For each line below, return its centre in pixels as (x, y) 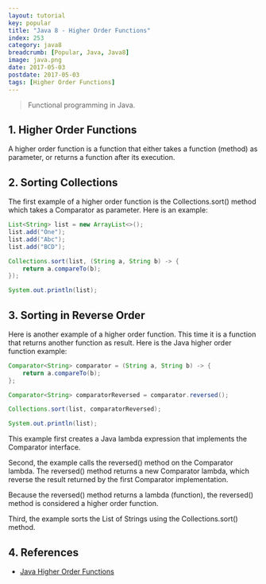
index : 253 (26, 38)
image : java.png (35, 60)
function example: (38, 351)
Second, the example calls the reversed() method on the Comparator (121, 463)
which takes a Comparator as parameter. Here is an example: (108, 210)
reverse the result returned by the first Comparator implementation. (118, 480)
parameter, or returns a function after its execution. (92, 158)
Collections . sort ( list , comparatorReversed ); (85, 409)
